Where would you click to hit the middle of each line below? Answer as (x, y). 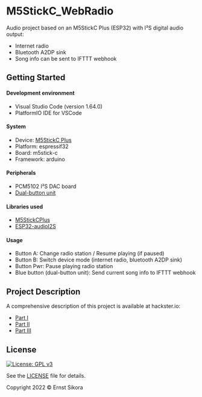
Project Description (43, 291)
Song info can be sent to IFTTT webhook (66, 58)
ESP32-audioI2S (35, 227)
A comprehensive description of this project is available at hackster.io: (93, 306)
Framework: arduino (40, 159)
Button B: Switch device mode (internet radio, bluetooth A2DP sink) (99, 260)
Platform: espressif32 (42, 146)
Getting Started (36, 77)
